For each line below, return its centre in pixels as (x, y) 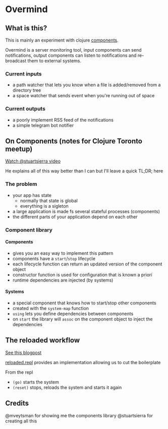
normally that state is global (49, 201)
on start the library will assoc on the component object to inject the (82, 319)
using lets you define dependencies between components (73, 314)
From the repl (19, 372)
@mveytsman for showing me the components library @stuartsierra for (79, 415)
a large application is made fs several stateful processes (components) (86, 211)
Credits (17, 403)
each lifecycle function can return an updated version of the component (87, 264)
